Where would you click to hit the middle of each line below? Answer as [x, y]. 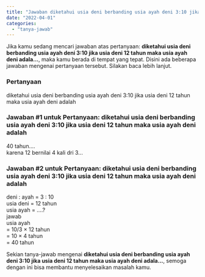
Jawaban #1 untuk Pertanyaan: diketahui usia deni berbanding [101, 117]
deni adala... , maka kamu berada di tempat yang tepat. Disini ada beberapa [101, 59]
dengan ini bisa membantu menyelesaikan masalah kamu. [79, 267]
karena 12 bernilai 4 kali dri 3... [45, 152]
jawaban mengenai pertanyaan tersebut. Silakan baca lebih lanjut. [89, 66]
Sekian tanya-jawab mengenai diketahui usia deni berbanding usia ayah [98, 254]
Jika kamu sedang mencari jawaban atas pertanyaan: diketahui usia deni [99, 46]
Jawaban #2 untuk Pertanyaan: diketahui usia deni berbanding [101, 168]
